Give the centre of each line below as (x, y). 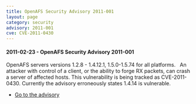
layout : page (22, 17)
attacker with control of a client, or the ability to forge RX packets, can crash (98, 71)
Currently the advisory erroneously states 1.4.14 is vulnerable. (96, 84)
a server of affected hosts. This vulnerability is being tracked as (83, 77)
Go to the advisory (37, 95)
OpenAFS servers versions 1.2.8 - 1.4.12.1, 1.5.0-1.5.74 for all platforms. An (96, 65)
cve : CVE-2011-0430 (30, 33)
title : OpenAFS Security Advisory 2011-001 (60, 11)
